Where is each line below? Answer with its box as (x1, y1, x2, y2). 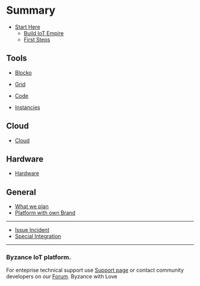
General (6, 187, 37, 197)
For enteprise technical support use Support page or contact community (6, 266, 184, 274)
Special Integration (14, 233, 61, 240)
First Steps (23, 36, 51, 43)
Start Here (14, 23, 40, 30)
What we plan (14, 203, 49, 210)
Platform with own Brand (14, 209, 76, 216)
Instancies (14, 104, 40, 111)
